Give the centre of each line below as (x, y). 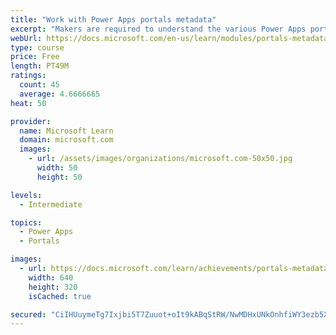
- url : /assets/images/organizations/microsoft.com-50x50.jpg (160, 159)
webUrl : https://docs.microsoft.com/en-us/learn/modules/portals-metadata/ (171, 38)
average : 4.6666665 (60, 94)
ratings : (28, 76)
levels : (26, 195)
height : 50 (59, 177)
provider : (31, 121)
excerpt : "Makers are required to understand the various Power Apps (158, 29)
